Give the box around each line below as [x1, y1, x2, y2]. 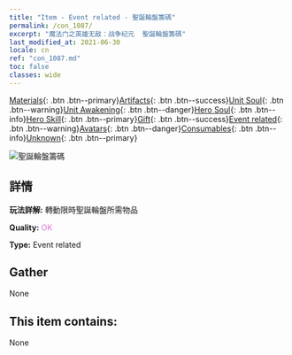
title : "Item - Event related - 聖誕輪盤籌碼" [9, 12, 176, 22]
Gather [9, 265, 49, 280]
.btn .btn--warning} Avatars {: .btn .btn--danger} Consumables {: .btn [9, 123, 254, 134]
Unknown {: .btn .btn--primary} [26, 132, 138, 143]
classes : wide [9, 71, 62, 80]
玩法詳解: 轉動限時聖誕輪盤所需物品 [9, 205, 139, 215]
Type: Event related [9, 239, 81, 250]
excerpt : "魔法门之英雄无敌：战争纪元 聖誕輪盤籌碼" [9, 29, 187, 38]
